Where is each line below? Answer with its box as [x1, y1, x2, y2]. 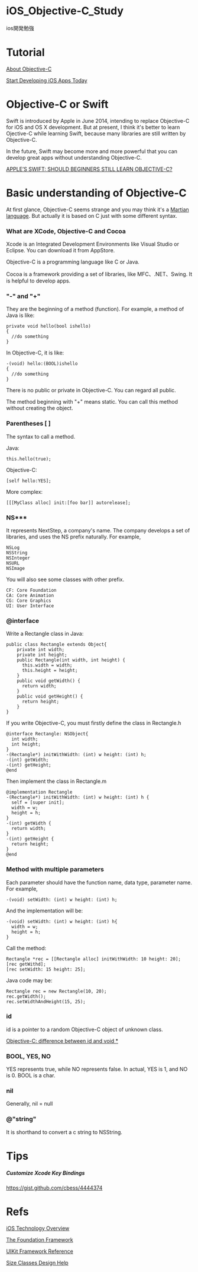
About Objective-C [6, 65, 52, 72]
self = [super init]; [11, 800, 65, 805]
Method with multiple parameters [6, 865, 105, 874]
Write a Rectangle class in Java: [6, 630, 84, 637]
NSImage [6, 565, 25, 571]
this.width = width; [21, 662, 73, 668]
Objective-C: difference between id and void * [6, 1037, 118, 1044]
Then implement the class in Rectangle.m [6, 778, 107, 785]
